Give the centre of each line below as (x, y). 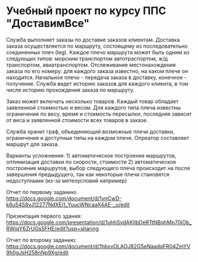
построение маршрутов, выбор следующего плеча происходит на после (98, 168)
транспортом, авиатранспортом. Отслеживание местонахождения (91, 65)
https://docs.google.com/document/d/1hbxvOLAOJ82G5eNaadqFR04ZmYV (98, 246)
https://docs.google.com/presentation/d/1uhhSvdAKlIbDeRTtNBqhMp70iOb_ (99, 222)
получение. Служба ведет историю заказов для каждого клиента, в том (97, 83)
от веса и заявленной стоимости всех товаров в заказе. (77, 120)
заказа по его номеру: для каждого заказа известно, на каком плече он (97, 71)
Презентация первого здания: (44, 216)
